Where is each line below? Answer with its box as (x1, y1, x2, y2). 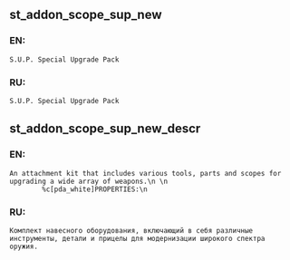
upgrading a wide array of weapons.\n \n (9, 177, 169, 186)
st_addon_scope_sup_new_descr (9, 121, 201, 137)
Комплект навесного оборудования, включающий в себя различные (9, 226, 254, 235)
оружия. (9, 242, 39, 251)
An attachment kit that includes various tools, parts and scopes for (9, 169, 282, 178)
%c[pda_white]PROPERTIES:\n (42, 185, 148, 194)
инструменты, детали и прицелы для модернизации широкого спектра (9, 234, 266, 243)
